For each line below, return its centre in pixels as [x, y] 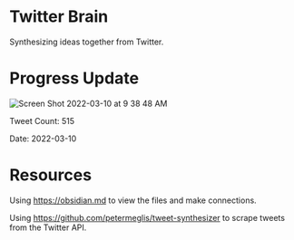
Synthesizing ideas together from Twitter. [87, 42]
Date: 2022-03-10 [43, 139]
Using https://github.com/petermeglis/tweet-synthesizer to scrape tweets [147, 217]
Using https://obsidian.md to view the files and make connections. [133, 200]
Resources [51, 175]
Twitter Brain [59, 17]
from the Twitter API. [48, 227]
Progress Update [74, 78]
